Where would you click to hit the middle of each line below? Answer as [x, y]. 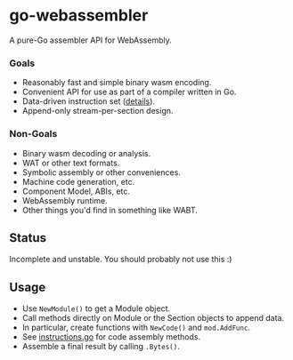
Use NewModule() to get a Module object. [96, 308]
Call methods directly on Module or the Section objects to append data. [153, 318]
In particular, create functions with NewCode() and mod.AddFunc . [136, 328]
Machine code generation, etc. [78, 181]
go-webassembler [79, 16]
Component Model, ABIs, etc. [76, 191]
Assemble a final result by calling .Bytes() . [101, 347]
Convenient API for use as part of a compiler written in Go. [129, 92]
